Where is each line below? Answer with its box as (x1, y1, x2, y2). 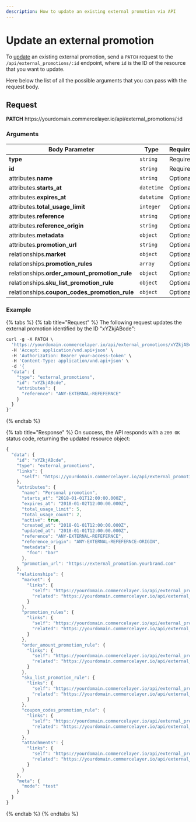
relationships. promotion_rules (9, 260, 93, 268)
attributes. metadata (9, 231, 64, 239)
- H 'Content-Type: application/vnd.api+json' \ (11, 358, 129, 364)
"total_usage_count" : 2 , (21, 512, 82, 517)
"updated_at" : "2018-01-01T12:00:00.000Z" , (21, 528, 129, 534)
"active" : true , (21, 517, 61, 523)
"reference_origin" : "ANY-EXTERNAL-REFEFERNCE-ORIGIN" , (21, 539, 160, 545)
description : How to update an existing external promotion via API (6, 8, 176, 15)
